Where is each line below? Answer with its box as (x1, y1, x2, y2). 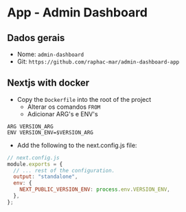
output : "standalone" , (13, 173, 78, 181)
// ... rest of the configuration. (13, 167, 115, 174)
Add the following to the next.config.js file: (16, 141, 137, 149)
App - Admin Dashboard (7, 5, 148, 21)
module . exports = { (7, 161, 63, 168)
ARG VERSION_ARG (7, 123, 54, 130)
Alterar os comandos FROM (27, 103, 101, 111)
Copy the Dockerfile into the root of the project (16, 95, 152, 103)
